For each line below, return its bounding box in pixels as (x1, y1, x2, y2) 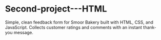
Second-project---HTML (5, 3, 107, 14)
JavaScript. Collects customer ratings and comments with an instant (5, 24, 142, 30)
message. (14, 29, 34, 35)
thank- (143, 24, 157, 30)
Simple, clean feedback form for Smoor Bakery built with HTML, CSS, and (5, 19, 154, 25)
